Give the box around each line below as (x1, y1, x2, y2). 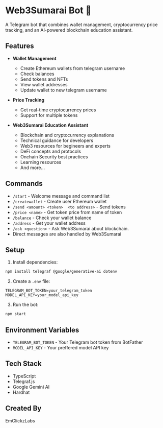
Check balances (20, 70, 55, 77)
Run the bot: (12, 301, 39, 308)
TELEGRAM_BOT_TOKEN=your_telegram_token (5, 288, 93, 293)
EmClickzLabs (5, 417, 35, 423)
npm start (5, 312, 26, 317)
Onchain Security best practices (20, 153, 88, 160)
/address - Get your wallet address (12, 220, 86, 226)
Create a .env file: (12, 278, 50, 284)
